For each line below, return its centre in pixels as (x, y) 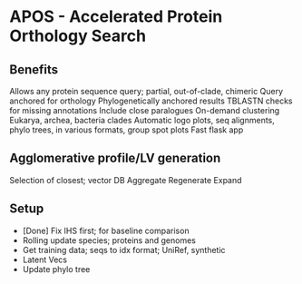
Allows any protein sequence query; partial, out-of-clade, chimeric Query (146, 91)
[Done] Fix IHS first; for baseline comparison (106, 230)
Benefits (34, 69)
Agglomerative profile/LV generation (115, 158)
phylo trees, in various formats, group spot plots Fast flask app (127, 130)
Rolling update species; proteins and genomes (109, 240)
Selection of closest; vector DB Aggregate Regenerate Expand (126, 180)
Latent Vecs (45, 260)
